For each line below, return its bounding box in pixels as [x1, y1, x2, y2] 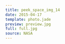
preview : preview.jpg [5, 21, 51, 27]
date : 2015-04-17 [5, 12, 42, 17]
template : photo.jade [5, 17, 51, 22]
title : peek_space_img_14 [5, 7, 60, 13]
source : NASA [5, 31, 33, 36]
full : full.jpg [5, 26, 38, 31]
